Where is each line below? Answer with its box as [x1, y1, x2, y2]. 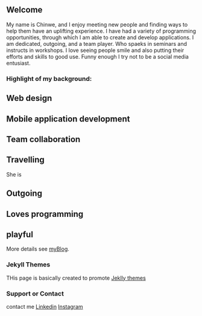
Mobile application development [6, 114, 130, 124]
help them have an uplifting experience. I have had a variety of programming [6, 27, 197, 34]
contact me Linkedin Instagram [6, 303, 83, 310]
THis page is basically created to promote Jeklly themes [6, 274, 146, 282]
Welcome [6, 5, 43, 15]
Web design [6, 93, 52, 103]
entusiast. [6, 59, 31, 66]
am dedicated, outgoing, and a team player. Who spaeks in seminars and [6, 40, 187, 47]
